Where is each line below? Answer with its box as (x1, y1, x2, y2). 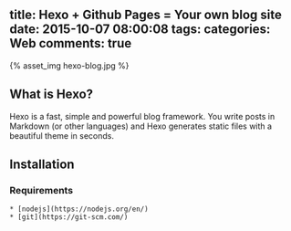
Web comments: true (9, 36, 132, 51)
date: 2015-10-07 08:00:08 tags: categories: (9, 22, 271, 37)
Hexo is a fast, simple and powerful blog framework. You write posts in (9, 110, 275, 121)
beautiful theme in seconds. (9, 130, 114, 141)
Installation (9, 157, 75, 173)
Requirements (9, 184, 74, 196)
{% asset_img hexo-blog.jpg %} (9, 59, 130, 71)
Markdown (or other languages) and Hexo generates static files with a (9, 121, 272, 131)
